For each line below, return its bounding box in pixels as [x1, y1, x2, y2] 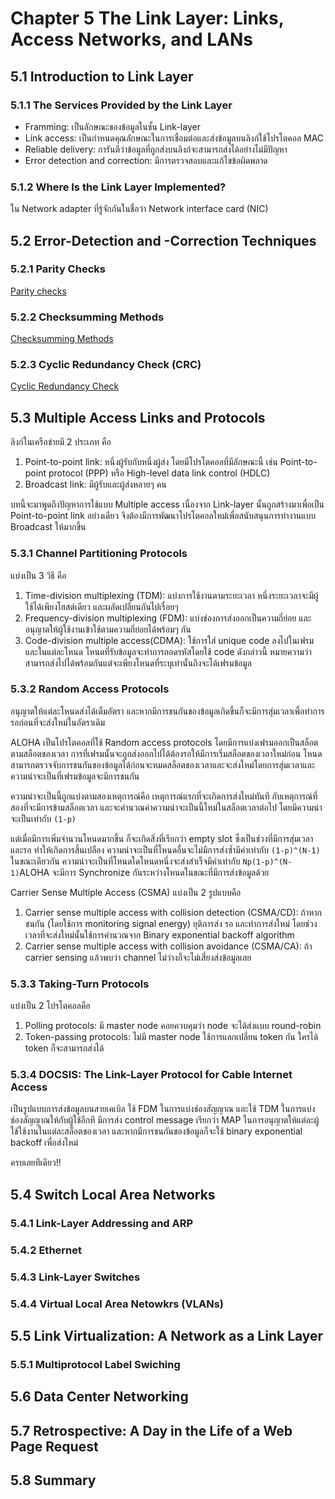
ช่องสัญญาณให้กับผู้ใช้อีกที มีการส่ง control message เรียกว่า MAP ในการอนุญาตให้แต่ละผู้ [10, 1114, 320, 1126]
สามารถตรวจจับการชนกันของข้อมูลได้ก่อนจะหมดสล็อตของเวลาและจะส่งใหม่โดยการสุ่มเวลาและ [10, 758, 316, 771]
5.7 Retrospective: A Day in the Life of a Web [10, 1422, 293, 1439]
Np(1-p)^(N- [242, 857, 293, 867]
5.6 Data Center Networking [10, 1388, 189, 1406]
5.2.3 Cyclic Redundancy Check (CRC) [10, 358, 202, 372]
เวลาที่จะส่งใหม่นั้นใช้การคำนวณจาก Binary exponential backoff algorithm [24, 928, 295, 941]
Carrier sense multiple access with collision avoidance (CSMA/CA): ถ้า [24, 940, 313, 952]
